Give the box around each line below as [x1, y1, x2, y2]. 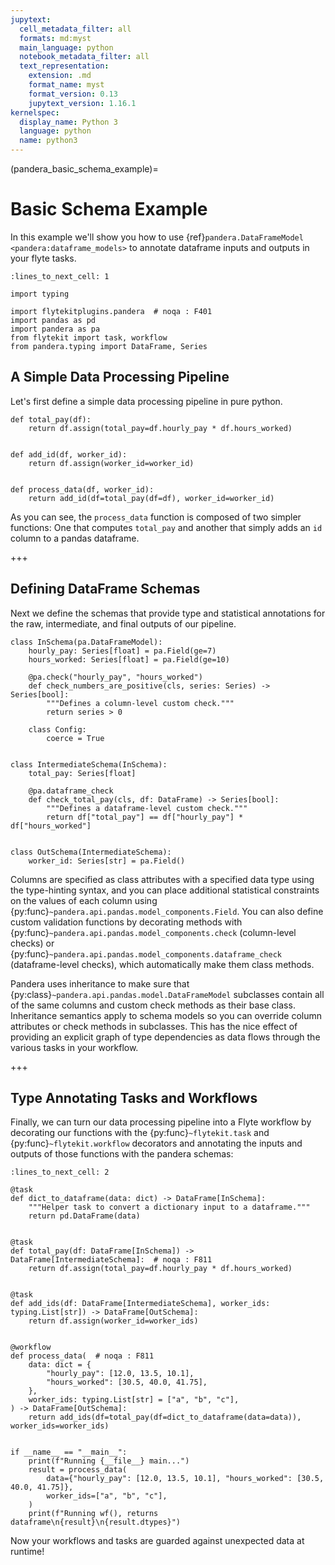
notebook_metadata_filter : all [19, 52, 150, 62]
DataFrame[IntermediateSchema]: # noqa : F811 [10, 1255, 213, 1265]
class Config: [28, 724, 87, 735]
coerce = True [46, 733, 105, 743]
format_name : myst [28, 80, 105, 90]
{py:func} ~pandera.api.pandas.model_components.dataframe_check [10, 947, 282, 960]
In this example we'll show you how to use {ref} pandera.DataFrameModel [10, 231, 304, 243]
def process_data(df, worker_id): [10, 484, 155, 495]
